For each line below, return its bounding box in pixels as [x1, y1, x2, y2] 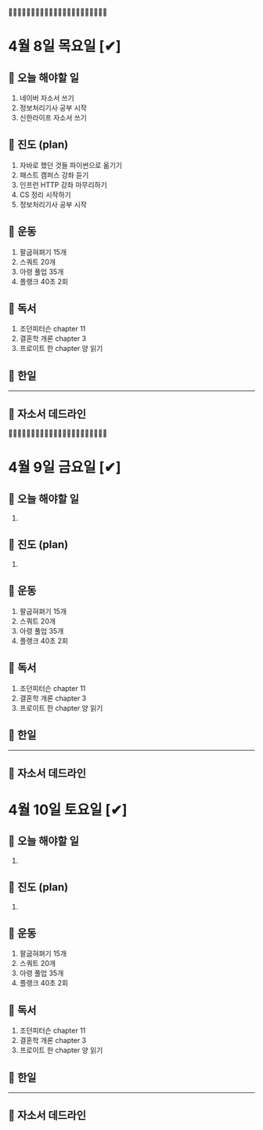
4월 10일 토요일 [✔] [8, 801, 128, 818]
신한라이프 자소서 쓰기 [19, 113, 88, 122]
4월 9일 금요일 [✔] [8, 459, 121, 477]
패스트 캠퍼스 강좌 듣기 [19, 170, 89, 180]
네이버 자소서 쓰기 [19, 93, 74, 102]
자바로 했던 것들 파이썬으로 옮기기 [19, 160, 123, 170]
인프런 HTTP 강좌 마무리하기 [19, 180, 107, 189]
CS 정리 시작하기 [19, 189, 72, 199]
